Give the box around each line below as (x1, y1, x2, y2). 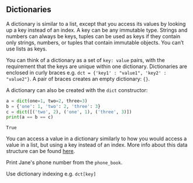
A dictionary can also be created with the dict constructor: (6, 86, 148, 93)
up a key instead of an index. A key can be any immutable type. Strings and (6, 26, 188, 33)
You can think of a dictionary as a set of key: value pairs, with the (6, 56, 165, 63)
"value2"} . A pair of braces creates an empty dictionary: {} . (6, 75, 150, 82)
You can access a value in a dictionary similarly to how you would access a (6, 135, 187, 143)
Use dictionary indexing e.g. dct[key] (6, 170, 96, 178)
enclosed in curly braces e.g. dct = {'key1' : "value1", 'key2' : (6, 69, 167, 76)
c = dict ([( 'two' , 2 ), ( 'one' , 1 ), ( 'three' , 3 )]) (6, 109, 132, 115)
